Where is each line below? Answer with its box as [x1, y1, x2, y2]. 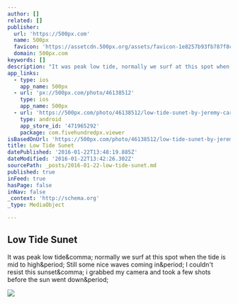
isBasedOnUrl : [7, 135, 50, 142]
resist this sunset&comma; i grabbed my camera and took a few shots [7, 267, 211, 276]
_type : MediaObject [7, 201, 65, 209]
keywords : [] [7, 57, 46, 64]
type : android [20, 116, 62, 123]
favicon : [13, 43, 40, 50]
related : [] [7, 17, 42, 24]
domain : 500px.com [13, 50, 69, 57]
